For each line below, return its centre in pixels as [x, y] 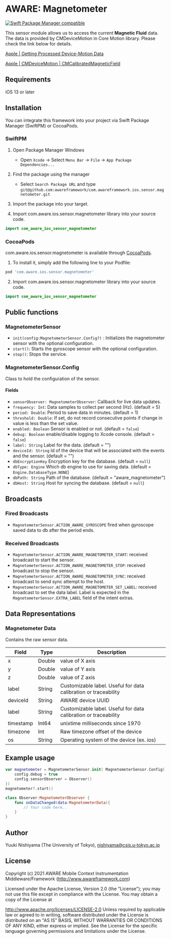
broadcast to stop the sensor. [44, 571]
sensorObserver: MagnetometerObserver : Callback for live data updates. [87, 402]
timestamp [21, 723]
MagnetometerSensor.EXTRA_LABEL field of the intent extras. [73, 598]
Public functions [32, 313]
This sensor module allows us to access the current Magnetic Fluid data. [82, 33]
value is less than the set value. [46, 423]
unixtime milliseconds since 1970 [101, 723]
